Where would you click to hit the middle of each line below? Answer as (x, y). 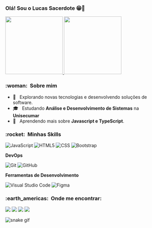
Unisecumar (26, 115)
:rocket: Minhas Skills (33, 134)
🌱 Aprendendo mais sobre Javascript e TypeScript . (68, 121)
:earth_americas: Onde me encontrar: (54, 198)
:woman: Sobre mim (31, 86)
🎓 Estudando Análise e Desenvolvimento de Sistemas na (76, 108)
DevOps (14, 155)
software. (23, 102)
